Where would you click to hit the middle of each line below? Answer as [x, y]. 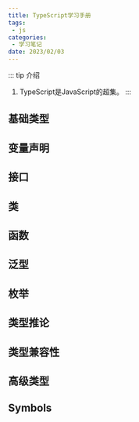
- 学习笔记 [27, 45]
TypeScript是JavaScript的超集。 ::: [75, 92]
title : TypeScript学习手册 [50, 15]
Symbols [30, 408]
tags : [17, 23]
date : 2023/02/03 [36, 52]
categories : [27, 37]
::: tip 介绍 [24, 75]
